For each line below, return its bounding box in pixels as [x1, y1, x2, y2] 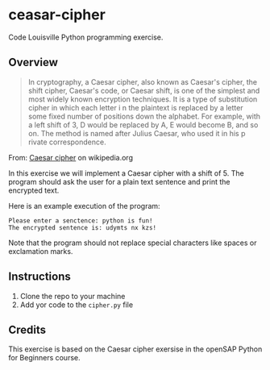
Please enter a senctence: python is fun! [8, 216, 153, 225]
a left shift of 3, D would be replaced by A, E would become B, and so [27, 119, 259, 130]
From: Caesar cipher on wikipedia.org [8, 152, 133, 162]
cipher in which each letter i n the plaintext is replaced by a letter [27, 102, 243, 112]
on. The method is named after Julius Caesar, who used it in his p [27, 128, 246, 138]
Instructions [8, 270, 71, 284]
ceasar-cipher [8, 6, 106, 24]
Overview [8, 56, 59, 69]
